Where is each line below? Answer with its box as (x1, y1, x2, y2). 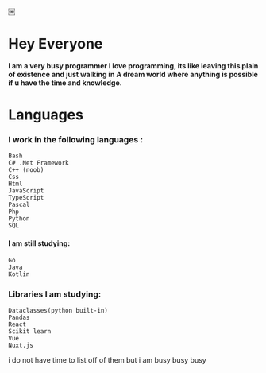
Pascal (8, 201, 30, 209)
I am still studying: (8, 239, 71, 248)
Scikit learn (8, 327, 52, 336)
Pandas (8, 313, 30, 321)
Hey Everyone (8, 35, 103, 53)
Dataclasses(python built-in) (8, 306, 109, 314)
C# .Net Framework (8, 159, 69, 167)
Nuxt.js (8, 341, 34, 349)
